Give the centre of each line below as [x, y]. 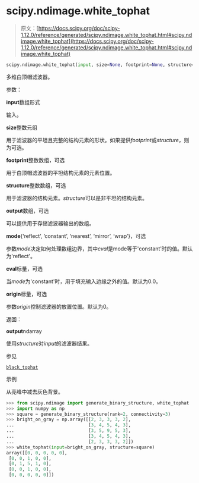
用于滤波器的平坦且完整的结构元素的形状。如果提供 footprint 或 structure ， [95, 140]
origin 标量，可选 [27, 294]
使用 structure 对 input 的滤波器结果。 [49, 343]
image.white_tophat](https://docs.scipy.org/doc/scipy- [87, 41]
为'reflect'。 [21, 256]
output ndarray [24, 331]
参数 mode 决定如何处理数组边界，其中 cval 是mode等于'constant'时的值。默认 [99, 249]
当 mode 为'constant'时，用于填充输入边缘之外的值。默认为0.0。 [84, 281]
